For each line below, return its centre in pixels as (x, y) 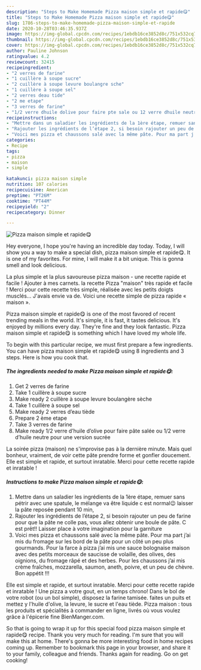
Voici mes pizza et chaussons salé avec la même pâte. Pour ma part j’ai (103, 535)
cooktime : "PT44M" (29, 201)
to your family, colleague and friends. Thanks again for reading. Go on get (97, 654)
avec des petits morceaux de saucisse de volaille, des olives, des (95, 554)
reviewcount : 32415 (31, 62)
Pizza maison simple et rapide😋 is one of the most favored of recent (91, 314)
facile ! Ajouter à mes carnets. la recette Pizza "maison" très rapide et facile (99, 283)
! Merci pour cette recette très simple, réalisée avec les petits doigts (90, 290)
